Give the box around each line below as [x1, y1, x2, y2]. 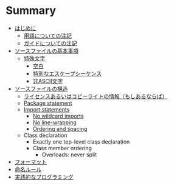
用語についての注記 [23, 32, 72, 39]
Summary [5, 4, 56, 18]
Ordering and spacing [32, 125, 88, 132]
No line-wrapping [32, 119, 77, 126]
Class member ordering [32, 144, 92, 151]
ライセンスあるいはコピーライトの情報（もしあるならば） [23, 92, 168, 100]
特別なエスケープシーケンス [32, 70, 102, 77]
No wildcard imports [32, 112, 84, 119]
